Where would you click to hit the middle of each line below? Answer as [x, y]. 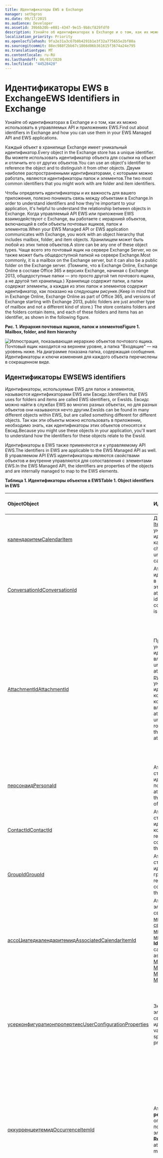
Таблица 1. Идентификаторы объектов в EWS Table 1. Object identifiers [79, 480]
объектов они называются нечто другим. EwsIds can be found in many [77, 409]
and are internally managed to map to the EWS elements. [62, 471]
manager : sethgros [24, 14]
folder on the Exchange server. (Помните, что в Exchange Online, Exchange [81, 266]
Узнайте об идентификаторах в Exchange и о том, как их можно [71, 122]
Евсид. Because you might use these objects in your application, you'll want [81, 430]
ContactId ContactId [30, 830]
